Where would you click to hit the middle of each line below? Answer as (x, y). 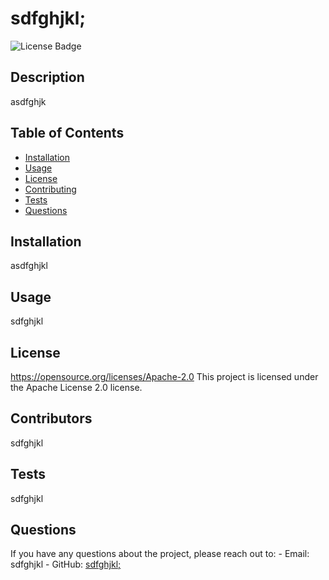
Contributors (51, 418)
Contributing (50, 189)
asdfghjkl (29, 266)
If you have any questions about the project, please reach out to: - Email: (160, 554)
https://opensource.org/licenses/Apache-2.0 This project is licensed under (164, 376)
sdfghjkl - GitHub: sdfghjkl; (66, 564)
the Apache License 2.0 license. (76, 387)
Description (47, 77)
